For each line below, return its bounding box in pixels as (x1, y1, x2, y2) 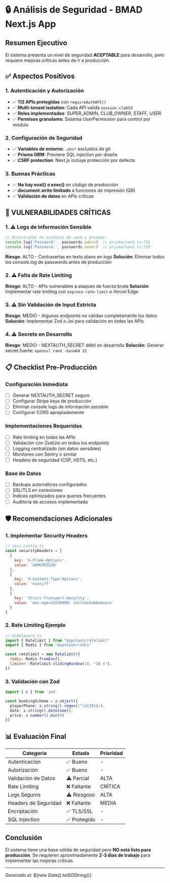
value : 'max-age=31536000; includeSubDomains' (14, 600, 114, 605)
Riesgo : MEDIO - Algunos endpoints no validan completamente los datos (5, 313, 157, 319)
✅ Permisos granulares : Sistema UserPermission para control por (12, 116, 151, 122)
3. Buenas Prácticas (5, 170, 56, 177)
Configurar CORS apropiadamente (12, 410, 84, 416)
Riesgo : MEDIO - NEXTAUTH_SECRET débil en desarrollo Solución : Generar (5, 342, 164, 348)
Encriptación (8, 808, 38, 815)
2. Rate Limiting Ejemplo (5, 622, 66, 629)
